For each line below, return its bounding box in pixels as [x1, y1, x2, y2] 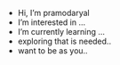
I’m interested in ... [17, 17, 86, 28]
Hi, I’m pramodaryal [17, 8, 91, 18]
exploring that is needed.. [17, 36, 112, 46]
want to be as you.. [17, 45, 88, 56]
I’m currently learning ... [17, 27, 105, 37]
